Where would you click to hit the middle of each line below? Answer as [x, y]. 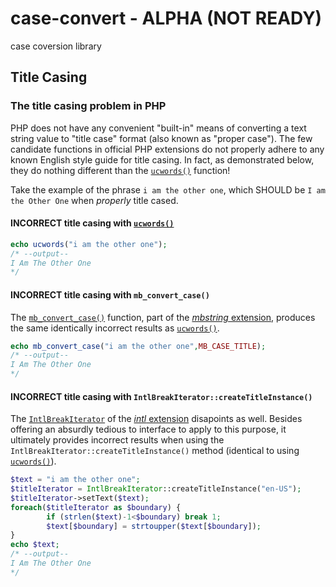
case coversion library [56, 46]
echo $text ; [35, 545]
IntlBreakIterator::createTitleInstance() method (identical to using [155, 451]
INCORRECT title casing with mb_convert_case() [110, 294]
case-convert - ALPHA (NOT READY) [166, 18]
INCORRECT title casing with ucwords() [92, 223]
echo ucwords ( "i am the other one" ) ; [89, 244]
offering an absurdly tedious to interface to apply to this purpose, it [148, 429]
